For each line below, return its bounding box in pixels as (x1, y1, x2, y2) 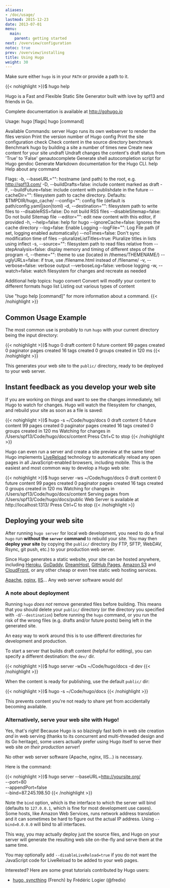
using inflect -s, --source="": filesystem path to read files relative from (5, 241, 153, 247)
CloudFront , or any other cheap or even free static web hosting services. (5, 567, 157, 573)
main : (10, 31, 22, 36)
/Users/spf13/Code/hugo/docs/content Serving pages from (5, 491, 129, 497)
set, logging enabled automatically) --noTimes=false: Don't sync (5, 230, 140, 236)
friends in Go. (5, 99, 34, 105)
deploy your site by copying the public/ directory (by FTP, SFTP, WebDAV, (5, 541, 162, 547)
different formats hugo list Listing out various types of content (5, 283, 135, 289)
